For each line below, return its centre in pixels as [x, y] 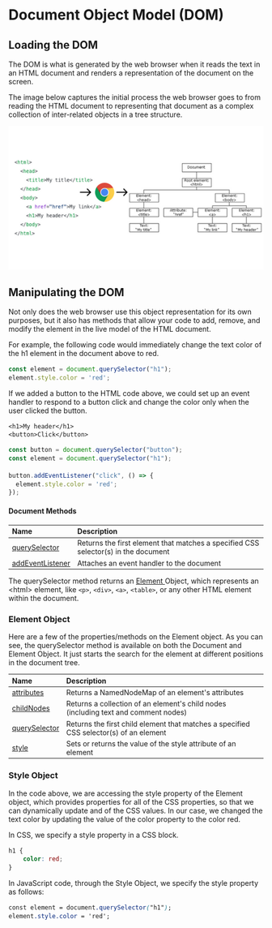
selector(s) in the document [123, 552]
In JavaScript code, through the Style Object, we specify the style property [134, 883]
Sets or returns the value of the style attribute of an [151, 743]
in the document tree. [44, 663]
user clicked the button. [48, 410]
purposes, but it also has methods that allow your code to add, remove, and [134, 320]
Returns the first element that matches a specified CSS [168, 543]
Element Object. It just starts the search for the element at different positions [136, 654]
